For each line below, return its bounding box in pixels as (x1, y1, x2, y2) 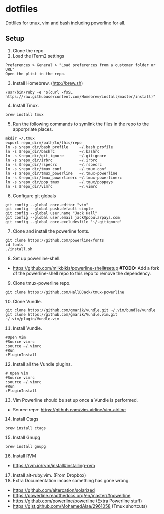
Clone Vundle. (12, 298, 42, 304)
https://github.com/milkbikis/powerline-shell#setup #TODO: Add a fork (12, 265, 159, 271)
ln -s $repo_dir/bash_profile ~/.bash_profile (5, 144, 113, 150)
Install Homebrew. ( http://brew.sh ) (12, 80, 83, 86)
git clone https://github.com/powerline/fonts (5, 238, 104, 243)
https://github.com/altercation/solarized (12, 487, 95, 493)
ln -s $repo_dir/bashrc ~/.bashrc (5, 149, 100, 154)
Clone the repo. (12, 47, 45, 53)
